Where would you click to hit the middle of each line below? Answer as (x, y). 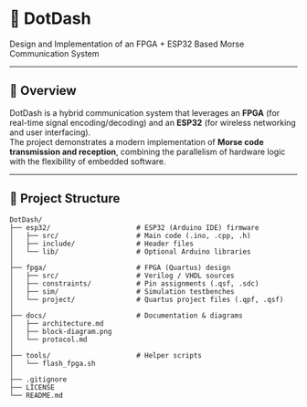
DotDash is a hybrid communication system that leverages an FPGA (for (145, 112)
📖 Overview (43, 91)
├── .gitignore (38, 379)
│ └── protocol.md (49, 339)
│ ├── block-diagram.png (61, 331)
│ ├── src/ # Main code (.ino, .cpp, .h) (130, 235)
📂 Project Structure (65, 198)
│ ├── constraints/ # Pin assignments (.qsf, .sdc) (134, 283)
